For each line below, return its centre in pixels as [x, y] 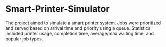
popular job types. [24, 39]
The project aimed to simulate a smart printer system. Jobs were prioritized [83, 23]
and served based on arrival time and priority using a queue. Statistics [78, 28]
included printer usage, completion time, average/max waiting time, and [80, 33]
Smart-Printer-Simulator [57, 9]
